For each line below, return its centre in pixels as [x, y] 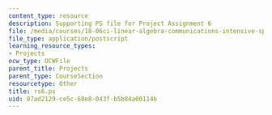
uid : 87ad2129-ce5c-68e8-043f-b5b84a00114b [83, 99]
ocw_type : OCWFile [39, 62]
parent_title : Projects [49, 69]
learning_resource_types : [52, 46]
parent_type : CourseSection [56, 76]
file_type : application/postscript [68, 38]
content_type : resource [49, 16]
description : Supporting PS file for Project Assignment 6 [110, 23]
